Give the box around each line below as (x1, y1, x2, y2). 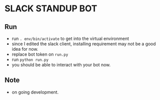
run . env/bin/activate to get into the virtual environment (11, 35, 130, 41)
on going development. (11, 89, 59, 95)
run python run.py (11, 57, 49, 62)
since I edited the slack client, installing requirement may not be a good (11, 41, 156, 47)
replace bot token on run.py (11, 51, 68, 57)
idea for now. (11, 46, 39, 52)
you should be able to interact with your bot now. (11, 62, 111, 67)
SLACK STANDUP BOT (4, 3, 98, 14)
